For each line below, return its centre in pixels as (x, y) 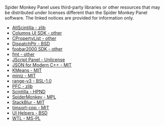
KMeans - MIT (27, 70)
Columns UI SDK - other (37, 33)
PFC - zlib (22, 86)
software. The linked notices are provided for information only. (69, 18)
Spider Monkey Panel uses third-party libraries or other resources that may (82, 7)
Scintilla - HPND (29, 92)
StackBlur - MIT (28, 102)
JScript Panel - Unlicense (38, 59)
